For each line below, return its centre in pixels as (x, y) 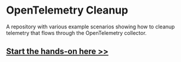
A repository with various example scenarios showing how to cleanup (90, 27)
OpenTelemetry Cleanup (67, 10)
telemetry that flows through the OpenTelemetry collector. (76, 32)
